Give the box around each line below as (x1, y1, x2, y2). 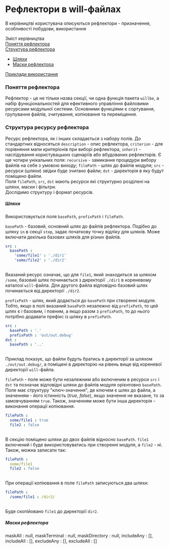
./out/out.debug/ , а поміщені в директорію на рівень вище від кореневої (5, 361, 162, 367)
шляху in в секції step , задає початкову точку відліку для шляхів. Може (5, 228, 160, 234)
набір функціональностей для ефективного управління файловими (5, 101, 149, 107)
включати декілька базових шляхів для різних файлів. (5, 234, 121, 240)
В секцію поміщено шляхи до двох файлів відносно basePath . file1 (5, 436, 149, 442)
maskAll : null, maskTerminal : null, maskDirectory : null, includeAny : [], (5, 532, 153, 538)
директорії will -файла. (5, 367, 55, 373)
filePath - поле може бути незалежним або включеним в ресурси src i (5, 376, 160, 382)
